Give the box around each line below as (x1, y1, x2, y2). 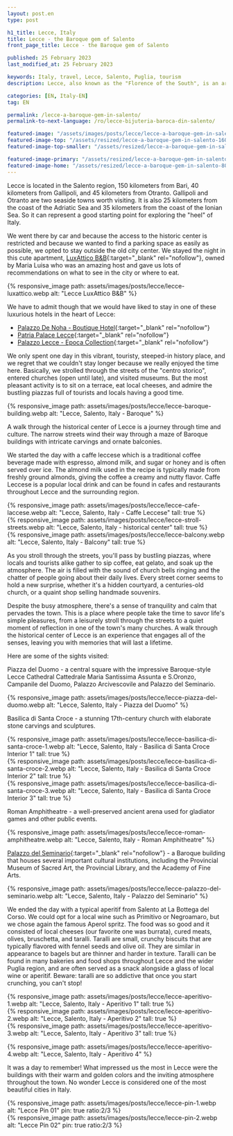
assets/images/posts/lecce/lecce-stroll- (87, 516, 202, 524)
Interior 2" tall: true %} (7, 771, 71, 780)
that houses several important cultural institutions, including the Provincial (7, 856, 218, 864)
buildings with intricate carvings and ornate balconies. (7, 437, 162, 446)
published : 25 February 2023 (7, 55, 92, 62)
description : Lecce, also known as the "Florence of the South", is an (7, 80, 218, 87)
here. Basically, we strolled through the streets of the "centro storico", (7, 366, 207, 374)
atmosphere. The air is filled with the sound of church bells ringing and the (7, 566, 221, 574)
